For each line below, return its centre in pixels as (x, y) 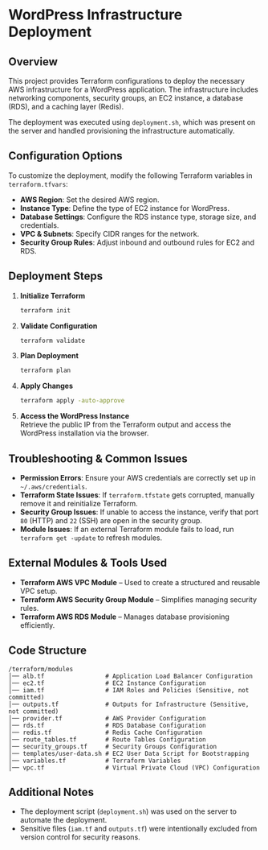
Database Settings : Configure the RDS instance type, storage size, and (138, 217)
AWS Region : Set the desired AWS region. (89, 200)
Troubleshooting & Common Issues (98, 458)
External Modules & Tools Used (88, 563)
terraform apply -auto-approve (72, 401)
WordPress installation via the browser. (84, 433)
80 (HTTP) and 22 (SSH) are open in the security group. (111, 520)
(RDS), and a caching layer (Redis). (66, 107)
